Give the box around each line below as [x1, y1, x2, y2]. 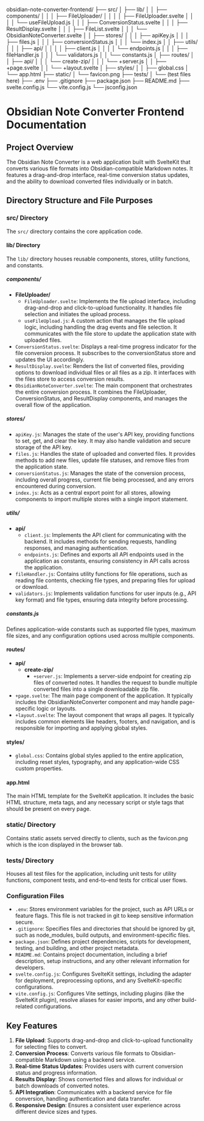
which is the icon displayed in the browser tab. [6, 841, 123, 848]
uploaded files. [24, 336, 62, 344]
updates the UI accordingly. [15, 356, 85, 363]
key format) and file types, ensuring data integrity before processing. [15, 596, 189, 604]
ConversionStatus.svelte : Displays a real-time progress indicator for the [15, 342, 197, 350]
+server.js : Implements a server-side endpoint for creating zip [33, 672, 191, 680]
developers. [15, 964, 46, 971]
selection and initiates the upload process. [24, 310, 131, 317]
